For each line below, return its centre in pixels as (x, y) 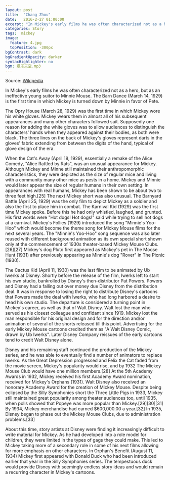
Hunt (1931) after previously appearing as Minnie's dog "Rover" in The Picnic (85, 255)
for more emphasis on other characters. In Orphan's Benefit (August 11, (79, 451)
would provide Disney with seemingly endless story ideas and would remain (84, 467)
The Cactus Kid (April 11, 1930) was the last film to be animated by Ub (78, 270)
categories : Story (25, 29)
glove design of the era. (30, 149)
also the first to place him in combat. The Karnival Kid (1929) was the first (82, 207)
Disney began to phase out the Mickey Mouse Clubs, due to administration (83, 414)
